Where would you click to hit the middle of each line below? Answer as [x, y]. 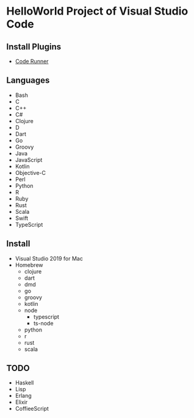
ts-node [43, 323]
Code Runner [32, 61]
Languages [28, 80]
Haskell [24, 383]
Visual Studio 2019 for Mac [49, 258]
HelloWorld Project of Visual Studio [97, 11]
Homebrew [29, 265]
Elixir [21, 402]
